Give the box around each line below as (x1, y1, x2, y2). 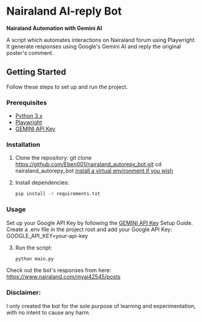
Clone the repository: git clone (15, 154, 92, 162)
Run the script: (15, 244, 52, 251)
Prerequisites (6, 98, 47, 107)
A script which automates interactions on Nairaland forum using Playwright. (6, 36, 197, 43)
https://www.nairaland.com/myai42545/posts (6, 273, 121, 281)
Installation (6, 140, 41, 149)
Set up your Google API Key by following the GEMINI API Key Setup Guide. (6, 219, 193, 226)
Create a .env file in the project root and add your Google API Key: (6, 226, 173, 233)
